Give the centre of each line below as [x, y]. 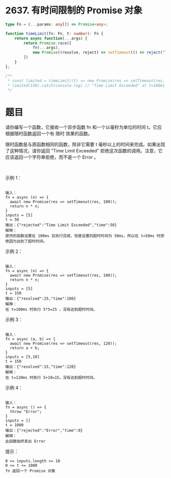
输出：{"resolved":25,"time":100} [41, 299]
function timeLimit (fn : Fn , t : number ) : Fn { [54, 34]
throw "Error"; [26, 412]
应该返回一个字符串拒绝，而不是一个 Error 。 [52, 157]
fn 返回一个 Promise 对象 [31, 471]
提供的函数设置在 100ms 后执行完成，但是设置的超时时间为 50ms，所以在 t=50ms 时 [83, 236]
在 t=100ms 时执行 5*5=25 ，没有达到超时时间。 [51, 310]
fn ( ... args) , [46, 48]
